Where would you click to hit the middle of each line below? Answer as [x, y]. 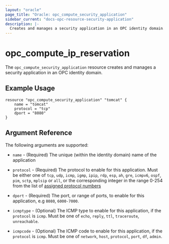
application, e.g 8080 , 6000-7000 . [46, 201]
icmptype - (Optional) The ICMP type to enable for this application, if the [87, 210]
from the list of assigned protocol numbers [57, 186]
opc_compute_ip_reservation [67, 53]
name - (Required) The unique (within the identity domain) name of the [84, 155]
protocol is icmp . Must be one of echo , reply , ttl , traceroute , [76, 216]
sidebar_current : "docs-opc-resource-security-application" [70, 19]
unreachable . [26, 221]
